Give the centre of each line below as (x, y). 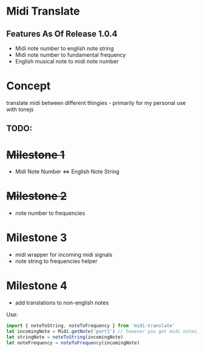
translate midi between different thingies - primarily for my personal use (96, 102)
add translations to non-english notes (62, 303)
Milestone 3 (37, 238)
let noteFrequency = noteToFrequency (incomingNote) (73, 343)
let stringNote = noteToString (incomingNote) (65, 337)
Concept (29, 86)
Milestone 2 (37, 196)
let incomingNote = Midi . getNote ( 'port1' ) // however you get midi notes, (103, 331)
